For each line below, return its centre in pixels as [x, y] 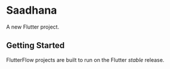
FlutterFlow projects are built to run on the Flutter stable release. [85, 59]
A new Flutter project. [33, 27]
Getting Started [35, 46]
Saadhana [32, 10]
